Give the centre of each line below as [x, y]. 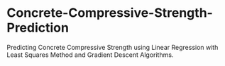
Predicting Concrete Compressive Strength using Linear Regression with [112, 47]
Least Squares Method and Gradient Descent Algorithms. [90, 55]
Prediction [38, 28]
